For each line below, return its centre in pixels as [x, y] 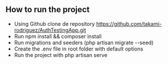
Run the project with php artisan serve [61, 55]
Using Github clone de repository [54, 23]
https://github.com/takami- [129, 23]
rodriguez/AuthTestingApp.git [50, 30]
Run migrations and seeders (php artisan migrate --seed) [84, 42]
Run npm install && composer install [58, 36]
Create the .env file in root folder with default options [78, 49]
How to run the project [48, 10]
